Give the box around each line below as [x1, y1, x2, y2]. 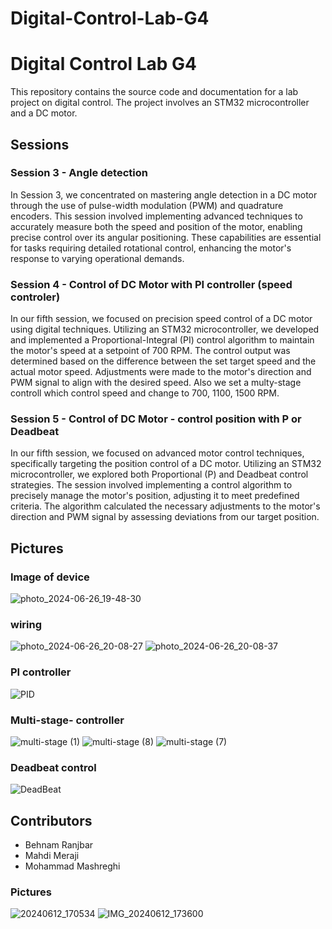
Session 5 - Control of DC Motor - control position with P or [10, 412, 302, 426]
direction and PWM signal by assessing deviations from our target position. [10, 511, 320, 523]
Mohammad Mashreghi [24, 860, 121, 872]
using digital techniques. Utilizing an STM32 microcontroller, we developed [10, 323, 320, 336]
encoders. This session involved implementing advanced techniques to [10, 210, 303, 222]
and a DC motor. [10, 107, 78, 119]
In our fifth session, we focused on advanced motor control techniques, [10, 447, 305, 459]
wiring [10, 618, 43, 632]
